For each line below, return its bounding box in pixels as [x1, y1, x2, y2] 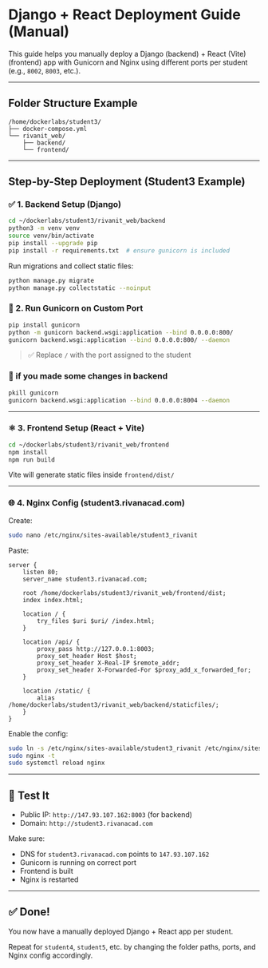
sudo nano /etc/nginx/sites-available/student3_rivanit [8, 531, 198, 539]
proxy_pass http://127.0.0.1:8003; [37, 645, 156, 653]
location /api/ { [22, 637, 81, 646]
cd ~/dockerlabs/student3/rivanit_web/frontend [8, 441, 170, 449]
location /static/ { [22, 687, 91, 695]
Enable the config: [8, 728, 69, 738]
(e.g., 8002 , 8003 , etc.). [8, 65, 81, 75]
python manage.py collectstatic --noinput [8, 284, 152, 292]
